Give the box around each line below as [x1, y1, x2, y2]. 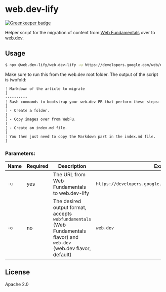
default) [53, 251, 72, 258]
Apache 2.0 [5, 281, 29, 287]
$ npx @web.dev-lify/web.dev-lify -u [5, 62, 83, 68]
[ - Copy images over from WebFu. [5, 117, 77, 122]
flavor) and [53, 233, 79, 240]
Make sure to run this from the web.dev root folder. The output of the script [5, 71, 158, 77]
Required [26, 162, 48, 169]
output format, [53, 204, 86, 211]
